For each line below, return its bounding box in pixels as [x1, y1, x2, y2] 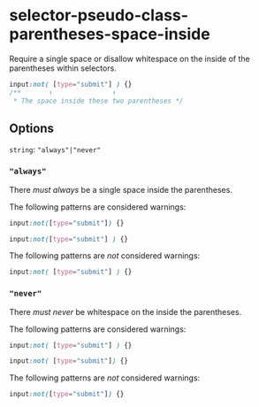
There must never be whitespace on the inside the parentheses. [9, 306, 242, 317]
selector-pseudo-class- [9, 5, 188, 26]
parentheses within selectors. [9, 63, 117, 73]
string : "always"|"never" [9, 144, 102, 155]
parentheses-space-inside [9, 24, 210, 44]
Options [9, 120, 55, 135]
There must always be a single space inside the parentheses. [9, 184, 232, 195]
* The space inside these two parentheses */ [12, 96, 184, 105]
